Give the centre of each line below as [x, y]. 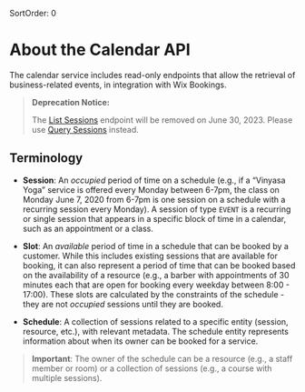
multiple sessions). [67, 377]
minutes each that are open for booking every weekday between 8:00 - [156, 285]
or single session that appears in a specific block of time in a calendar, [154, 218]
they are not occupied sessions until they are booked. [123, 304]
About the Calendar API [100, 50]
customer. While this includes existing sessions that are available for [150, 256]
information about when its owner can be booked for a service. [140, 341]
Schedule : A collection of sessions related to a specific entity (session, [155, 321]
